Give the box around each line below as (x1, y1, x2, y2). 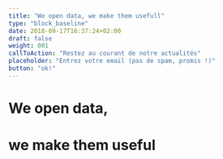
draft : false (8, 34, 53, 43)
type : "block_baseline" (8, 19, 89, 27)
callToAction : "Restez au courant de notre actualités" (8, 49, 201, 57)
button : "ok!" (8, 65, 57, 73)
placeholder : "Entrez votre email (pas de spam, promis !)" (8, 57, 217, 65)
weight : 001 (8, 42, 49, 50)
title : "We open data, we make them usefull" (8, 11, 165, 20)
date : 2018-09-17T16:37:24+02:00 (8, 27, 122, 35)
